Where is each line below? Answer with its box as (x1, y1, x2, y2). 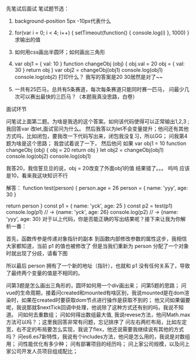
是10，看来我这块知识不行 (6, 172, 68, 179)
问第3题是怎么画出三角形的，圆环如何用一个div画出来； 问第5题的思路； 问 (6, 282, 187, 289)
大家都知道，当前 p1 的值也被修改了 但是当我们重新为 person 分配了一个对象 (6, 243, 189, 250)
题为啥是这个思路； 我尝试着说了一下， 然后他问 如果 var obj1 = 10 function (6, 140, 187, 147)
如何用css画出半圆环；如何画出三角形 (14, 49, 105, 56)
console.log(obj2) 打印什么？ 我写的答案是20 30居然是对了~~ (14, 74, 163, 80)
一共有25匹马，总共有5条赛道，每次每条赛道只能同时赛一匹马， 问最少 (14, 86, 184, 92)
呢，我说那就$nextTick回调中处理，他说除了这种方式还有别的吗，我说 (6, 304, 174, 311)
